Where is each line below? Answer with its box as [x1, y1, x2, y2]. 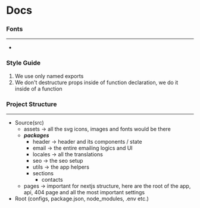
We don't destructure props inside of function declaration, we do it [14, 79, 179, 86]
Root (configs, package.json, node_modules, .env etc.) [14, 195, 149, 203]
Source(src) [14, 119, 45, 126]
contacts [41, 176, 64, 184]
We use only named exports [14, 72, 84, 79]
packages [23, 132, 49, 139]
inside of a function [14, 85, 62, 92]
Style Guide [6, 59, 40, 67]
